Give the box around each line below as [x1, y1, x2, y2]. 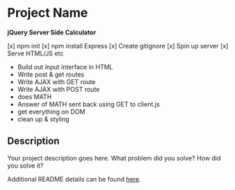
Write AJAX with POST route [17, 85, 100, 93]
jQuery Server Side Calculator [7, 28, 97, 36]
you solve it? [7, 161, 44, 170]
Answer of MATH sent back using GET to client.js [17, 100, 160, 108]
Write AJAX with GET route [17, 77, 96, 86]
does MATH [17, 93, 52, 101]
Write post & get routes [17, 70, 85, 79]
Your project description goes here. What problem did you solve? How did [7, 154, 221, 162]
